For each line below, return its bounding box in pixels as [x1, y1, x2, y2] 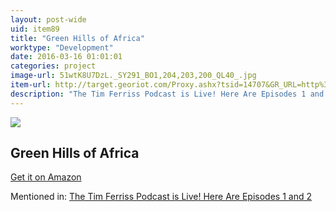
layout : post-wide [10, 14, 87, 25]
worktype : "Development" [10, 42, 114, 53]
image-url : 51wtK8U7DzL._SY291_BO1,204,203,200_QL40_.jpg [10, 71, 257, 81]
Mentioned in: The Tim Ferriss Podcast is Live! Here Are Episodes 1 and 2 [10, 191, 312, 203]
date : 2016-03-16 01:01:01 [10, 52, 123, 62]
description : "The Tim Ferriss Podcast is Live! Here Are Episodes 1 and [10, 89, 325, 99]
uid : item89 [10, 24, 60, 34]
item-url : [10, 80, 52, 90]
